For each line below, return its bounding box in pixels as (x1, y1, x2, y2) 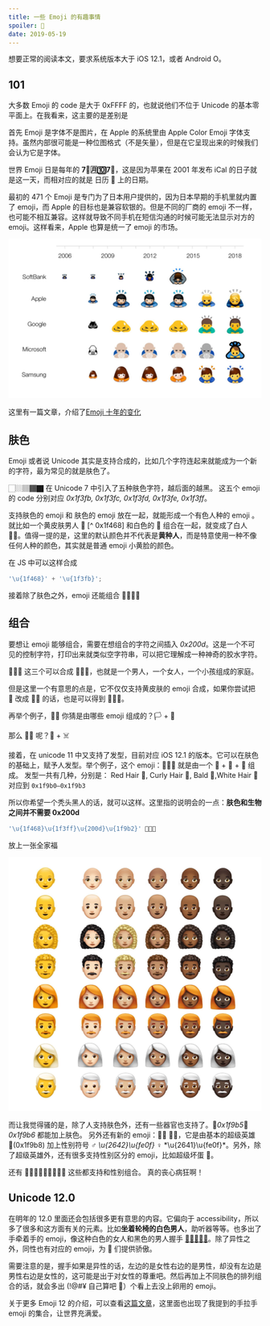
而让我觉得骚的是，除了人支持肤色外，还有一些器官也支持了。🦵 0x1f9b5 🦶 (8, 1120, 249, 1130)
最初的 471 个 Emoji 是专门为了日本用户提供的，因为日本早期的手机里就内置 (8, 192, 257, 202)
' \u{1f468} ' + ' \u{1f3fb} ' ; (8, 575, 103, 583)
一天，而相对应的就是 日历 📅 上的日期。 (22, 175, 153, 185)
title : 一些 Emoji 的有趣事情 (8, 13, 101, 21)
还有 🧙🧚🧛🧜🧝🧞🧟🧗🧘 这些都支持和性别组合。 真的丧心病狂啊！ (8, 1167, 204, 1177)
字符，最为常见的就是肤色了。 (14, 466, 114, 476)
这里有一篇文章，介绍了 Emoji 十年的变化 (8, 407, 141, 417)
